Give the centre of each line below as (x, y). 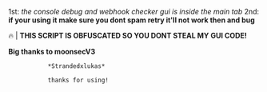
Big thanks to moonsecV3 (52, 52)
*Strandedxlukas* (76, 66)
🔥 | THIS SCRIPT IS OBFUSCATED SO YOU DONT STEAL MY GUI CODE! (128, 36)
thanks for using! (78, 80)
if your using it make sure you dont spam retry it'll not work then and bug (132, 20)
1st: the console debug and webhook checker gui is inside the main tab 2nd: (134, 12)
